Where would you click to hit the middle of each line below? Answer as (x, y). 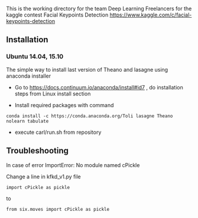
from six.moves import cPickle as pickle (58, 209)
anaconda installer (29, 76)
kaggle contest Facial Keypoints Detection (57, 15)
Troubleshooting (38, 151)
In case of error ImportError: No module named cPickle (73, 165)
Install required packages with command (64, 105)
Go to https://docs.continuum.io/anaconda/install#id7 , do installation (99, 87)
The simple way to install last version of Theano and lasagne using (87, 69)
